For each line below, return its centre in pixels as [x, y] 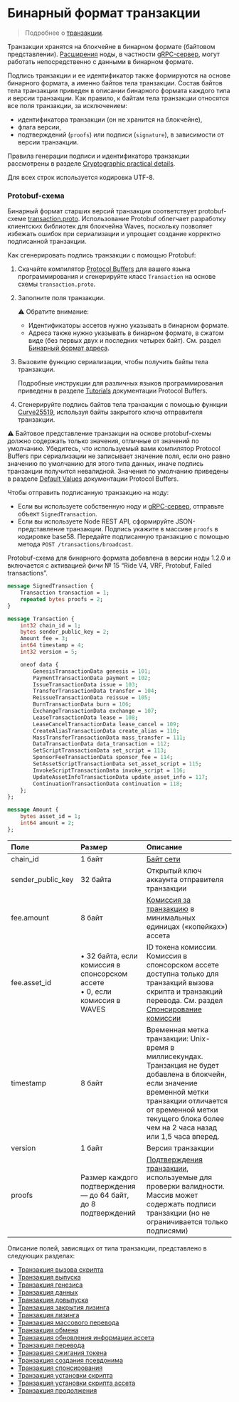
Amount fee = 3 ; [44, 639]
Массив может [172, 1195]
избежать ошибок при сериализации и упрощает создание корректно [114, 234]
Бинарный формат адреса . [69, 348]
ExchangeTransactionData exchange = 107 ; [95, 711]
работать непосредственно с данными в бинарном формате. [101, 61]
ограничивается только [187, 1221]
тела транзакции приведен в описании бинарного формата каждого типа [119, 90]
